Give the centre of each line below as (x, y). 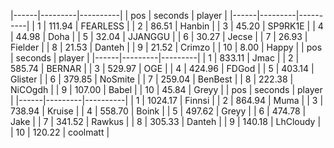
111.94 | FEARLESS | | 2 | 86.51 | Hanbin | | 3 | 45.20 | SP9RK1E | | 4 (186, 26)
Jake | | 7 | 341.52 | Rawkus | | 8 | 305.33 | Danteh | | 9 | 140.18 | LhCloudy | (166, 121)
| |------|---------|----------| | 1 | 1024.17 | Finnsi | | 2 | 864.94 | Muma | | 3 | (167, 100)
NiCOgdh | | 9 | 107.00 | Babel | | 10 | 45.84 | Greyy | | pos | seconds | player (166, 89)
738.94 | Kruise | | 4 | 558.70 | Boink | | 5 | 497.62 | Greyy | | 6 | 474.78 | (158, 111)
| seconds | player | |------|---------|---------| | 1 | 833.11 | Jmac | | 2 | (155, 58)
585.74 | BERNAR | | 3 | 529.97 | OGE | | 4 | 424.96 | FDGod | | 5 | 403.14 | (162, 68)
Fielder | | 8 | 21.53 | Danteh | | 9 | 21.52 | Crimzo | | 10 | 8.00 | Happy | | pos (166, 47)
